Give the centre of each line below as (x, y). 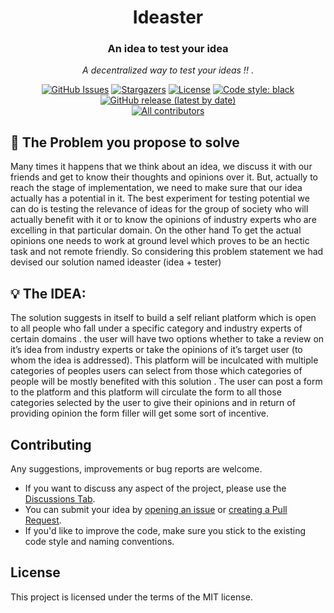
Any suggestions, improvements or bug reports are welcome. (136, 468)
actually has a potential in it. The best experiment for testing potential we (160, 198)
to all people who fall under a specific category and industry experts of (156, 328)
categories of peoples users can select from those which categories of (156, 371)
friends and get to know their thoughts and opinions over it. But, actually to (164, 177)
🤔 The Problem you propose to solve (125, 142)
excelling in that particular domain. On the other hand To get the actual (156, 230)
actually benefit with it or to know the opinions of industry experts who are (163, 220)
